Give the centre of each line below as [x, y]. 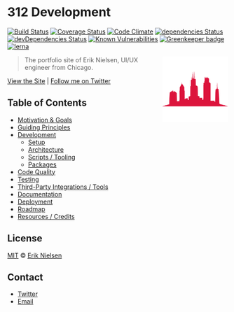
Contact [25, 277]
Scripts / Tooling [51, 157]
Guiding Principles [44, 127]
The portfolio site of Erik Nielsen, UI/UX [81, 59]
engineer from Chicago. [58, 67]
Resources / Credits [46, 216]
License [25, 239]
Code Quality [36, 171]
